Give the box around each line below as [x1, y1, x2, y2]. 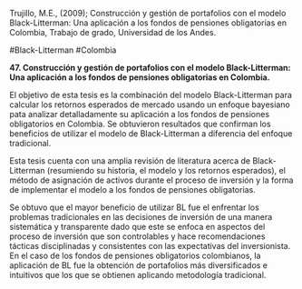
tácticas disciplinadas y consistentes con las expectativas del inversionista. [9, 241, 291, 251]
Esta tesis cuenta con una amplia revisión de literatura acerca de [9, 155, 251, 166]
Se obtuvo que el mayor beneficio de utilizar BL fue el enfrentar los [9, 202, 260, 213]
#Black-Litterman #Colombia [9, 45, 117, 55]
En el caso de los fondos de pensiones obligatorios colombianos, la [9, 250, 261, 261]
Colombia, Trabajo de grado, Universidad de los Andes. [9, 27, 217, 37]
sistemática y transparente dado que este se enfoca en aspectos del [9, 222, 266, 232]
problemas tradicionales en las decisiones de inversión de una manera [9, 212, 273, 222]
